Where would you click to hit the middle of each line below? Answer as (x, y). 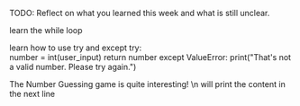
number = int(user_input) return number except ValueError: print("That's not (150, 57)
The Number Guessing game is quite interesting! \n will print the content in (147, 84)
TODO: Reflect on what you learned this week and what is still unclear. (140, 13)
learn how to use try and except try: (76, 48)
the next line (32, 94)
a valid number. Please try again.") (73, 67)
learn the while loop (46, 30)
